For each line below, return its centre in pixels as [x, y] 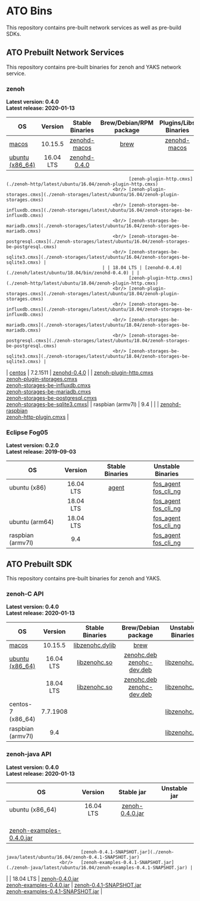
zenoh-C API [25, 594]
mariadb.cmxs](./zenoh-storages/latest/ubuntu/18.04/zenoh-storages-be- [98, 325]
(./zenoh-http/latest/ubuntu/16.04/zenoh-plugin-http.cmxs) [82, 184]
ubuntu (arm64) [32, 522]
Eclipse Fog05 [27, 432]
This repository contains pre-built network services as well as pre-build [94, 27]
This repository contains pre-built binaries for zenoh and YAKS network [94, 67]
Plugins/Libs [177, 123]
